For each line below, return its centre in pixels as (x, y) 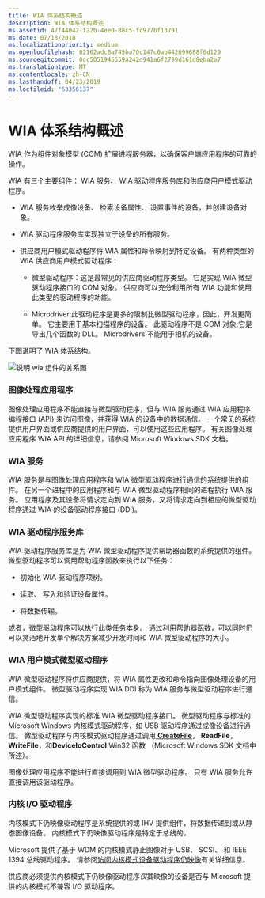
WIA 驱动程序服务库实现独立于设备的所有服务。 (97, 234)
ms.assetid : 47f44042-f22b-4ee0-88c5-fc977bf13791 (93, 30)
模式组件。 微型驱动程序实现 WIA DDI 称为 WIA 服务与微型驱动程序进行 (131, 688)
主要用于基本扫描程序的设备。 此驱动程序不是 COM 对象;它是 (153, 324)
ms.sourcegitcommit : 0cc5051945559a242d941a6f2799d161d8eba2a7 (115, 60)
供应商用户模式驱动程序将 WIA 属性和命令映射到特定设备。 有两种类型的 (137, 251)
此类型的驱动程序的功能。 (73, 297)
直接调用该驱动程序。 (43, 782)
